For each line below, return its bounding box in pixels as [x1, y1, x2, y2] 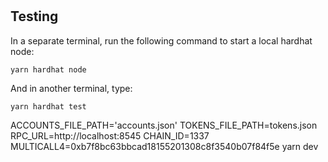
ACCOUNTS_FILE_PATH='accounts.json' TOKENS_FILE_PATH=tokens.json [10, 119, 318, 131]
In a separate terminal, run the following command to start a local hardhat [10, 34, 313, 47]
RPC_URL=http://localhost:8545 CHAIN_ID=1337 [10, 129, 210, 142]
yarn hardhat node [10, 64, 87, 75]
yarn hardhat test [10, 101, 87, 112]
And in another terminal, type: [10, 82, 133, 94]
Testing [10, 8, 59, 25]
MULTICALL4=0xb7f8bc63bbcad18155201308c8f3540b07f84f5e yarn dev [10, 140, 319, 152]
